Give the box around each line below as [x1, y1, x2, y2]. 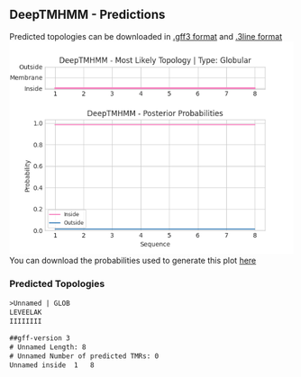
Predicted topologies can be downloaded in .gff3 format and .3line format [9, 31, 283, 41]
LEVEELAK [9, 308, 42, 318]
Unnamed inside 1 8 [9, 361, 95, 370]
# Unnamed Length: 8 [9, 343, 87, 352]
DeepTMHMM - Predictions [9, 7, 166, 22]
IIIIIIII [9, 317, 42, 327]
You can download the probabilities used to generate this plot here [9, 255, 257, 265]
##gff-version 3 [9, 334, 70, 343]
